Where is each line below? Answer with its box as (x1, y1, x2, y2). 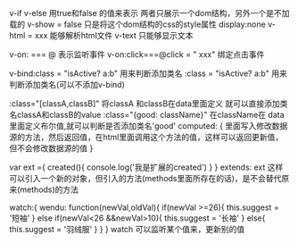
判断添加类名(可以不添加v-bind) (9, 80, 125, 89)
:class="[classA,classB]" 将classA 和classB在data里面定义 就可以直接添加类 (9, 98, 288, 109)
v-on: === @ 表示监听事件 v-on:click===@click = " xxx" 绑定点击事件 (9, 49, 265, 60)
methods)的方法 (20, 184, 79, 195)
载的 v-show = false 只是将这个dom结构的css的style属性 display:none (9, 19, 266, 29)
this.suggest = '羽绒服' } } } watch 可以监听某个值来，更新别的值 (9, 224, 245, 234)
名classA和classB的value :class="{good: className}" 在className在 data (9, 110, 285, 120)
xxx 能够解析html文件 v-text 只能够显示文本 (34, 30, 194, 40)
